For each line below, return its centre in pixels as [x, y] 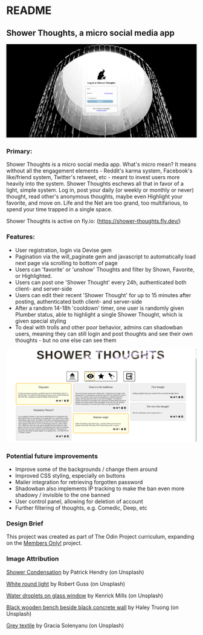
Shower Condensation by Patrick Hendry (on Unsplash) [75, 572]
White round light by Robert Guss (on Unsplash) [66, 584]
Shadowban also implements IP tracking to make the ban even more [100, 489]
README [29, 11]
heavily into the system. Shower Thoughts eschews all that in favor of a [95, 184]
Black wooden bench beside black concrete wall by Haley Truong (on [93, 607]
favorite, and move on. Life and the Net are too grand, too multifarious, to [97, 203]
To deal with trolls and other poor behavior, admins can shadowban [99, 327]
